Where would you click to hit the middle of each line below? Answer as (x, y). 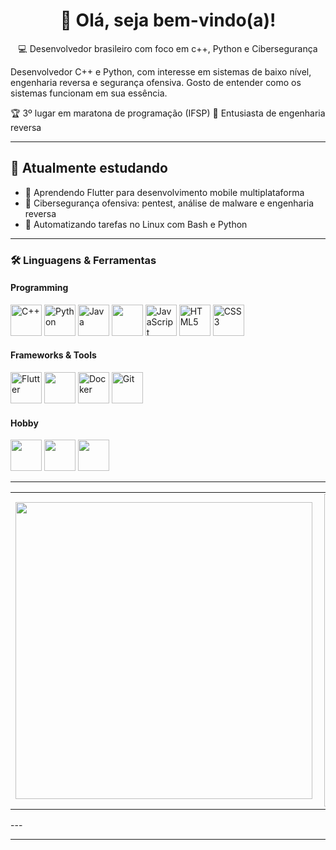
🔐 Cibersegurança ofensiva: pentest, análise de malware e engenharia (169, 203)
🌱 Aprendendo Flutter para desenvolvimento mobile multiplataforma (164, 192)
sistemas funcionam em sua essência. (89, 93)
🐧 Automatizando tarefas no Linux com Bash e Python (136, 224)
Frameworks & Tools (53, 355)
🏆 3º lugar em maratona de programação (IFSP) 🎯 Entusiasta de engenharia (168, 113)
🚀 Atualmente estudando (89, 168)
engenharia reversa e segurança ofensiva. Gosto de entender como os (156, 82)
